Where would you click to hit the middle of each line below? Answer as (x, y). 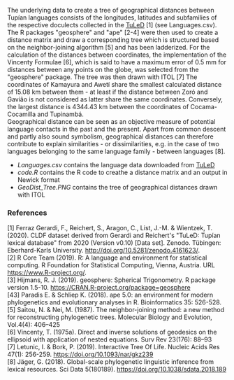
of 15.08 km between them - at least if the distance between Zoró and (108, 92)
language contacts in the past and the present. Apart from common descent (117, 129)
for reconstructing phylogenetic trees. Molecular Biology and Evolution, (110, 317)
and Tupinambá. (60, 114)
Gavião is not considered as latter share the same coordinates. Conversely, (115, 99)
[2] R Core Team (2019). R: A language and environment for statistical (107, 258)
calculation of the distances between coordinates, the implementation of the (117, 55)
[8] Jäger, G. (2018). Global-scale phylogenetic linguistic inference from (111, 362)
